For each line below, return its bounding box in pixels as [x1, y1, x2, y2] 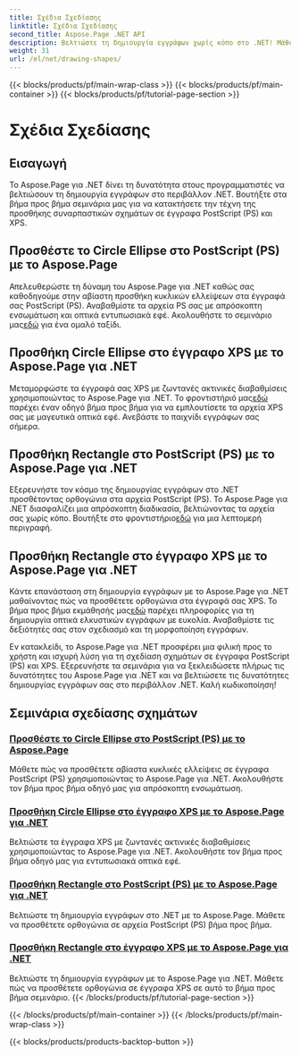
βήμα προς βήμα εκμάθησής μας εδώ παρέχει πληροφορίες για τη [9, 605, 254, 616]
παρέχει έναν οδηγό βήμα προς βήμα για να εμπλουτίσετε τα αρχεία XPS [9, 402, 284, 413]
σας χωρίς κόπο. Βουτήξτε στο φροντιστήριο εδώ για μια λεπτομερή [9, 513, 262, 524]
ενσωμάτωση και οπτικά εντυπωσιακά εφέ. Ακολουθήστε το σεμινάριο [9, 310, 272, 320]
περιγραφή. [9, 523, 53, 533]
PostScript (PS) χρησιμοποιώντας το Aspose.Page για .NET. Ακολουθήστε [9, 773, 284, 784]
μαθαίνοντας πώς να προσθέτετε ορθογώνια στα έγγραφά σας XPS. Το [9, 596, 278, 607]
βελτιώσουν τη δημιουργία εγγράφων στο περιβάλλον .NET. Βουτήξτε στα [9, 189, 287, 200]
